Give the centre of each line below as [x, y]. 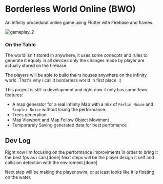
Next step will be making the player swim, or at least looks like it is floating [80, 172]
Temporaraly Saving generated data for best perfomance [69, 125]
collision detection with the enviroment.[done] [51, 163]
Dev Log [18, 140]
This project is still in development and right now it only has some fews [76, 90]
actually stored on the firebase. [36, 66]
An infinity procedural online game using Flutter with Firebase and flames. [79, 22]
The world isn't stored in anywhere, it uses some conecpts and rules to [76, 55]
